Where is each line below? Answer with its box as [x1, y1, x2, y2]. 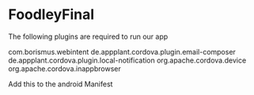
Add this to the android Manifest [8, 79, 113, 89]
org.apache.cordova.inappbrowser [8, 63, 121, 73]
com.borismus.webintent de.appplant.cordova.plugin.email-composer [8, 47, 236, 56]
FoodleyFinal [8, 6, 95, 24]
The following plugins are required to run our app [8, 32, 169, 41]
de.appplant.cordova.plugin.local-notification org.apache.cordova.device [8, 55, 247, 65]
